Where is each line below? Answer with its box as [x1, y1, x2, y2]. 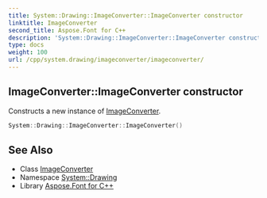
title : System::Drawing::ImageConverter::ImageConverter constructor [8, 11, 244, 20]
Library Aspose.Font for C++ [19, 181, 114, 191]
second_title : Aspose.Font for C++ [8, 26, 126, 34]
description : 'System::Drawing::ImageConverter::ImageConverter [8, 33, 226, 42]
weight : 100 [8, 48, 48, 56]
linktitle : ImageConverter [8, 19, 98, 27]
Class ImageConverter [19, 164, 94, 174]
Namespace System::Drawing [19, 173, 118, 182]
